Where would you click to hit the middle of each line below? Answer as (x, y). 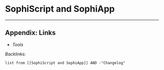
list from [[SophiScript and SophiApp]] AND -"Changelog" (65, 63)
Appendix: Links (31, 33)
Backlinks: (15, 54)
